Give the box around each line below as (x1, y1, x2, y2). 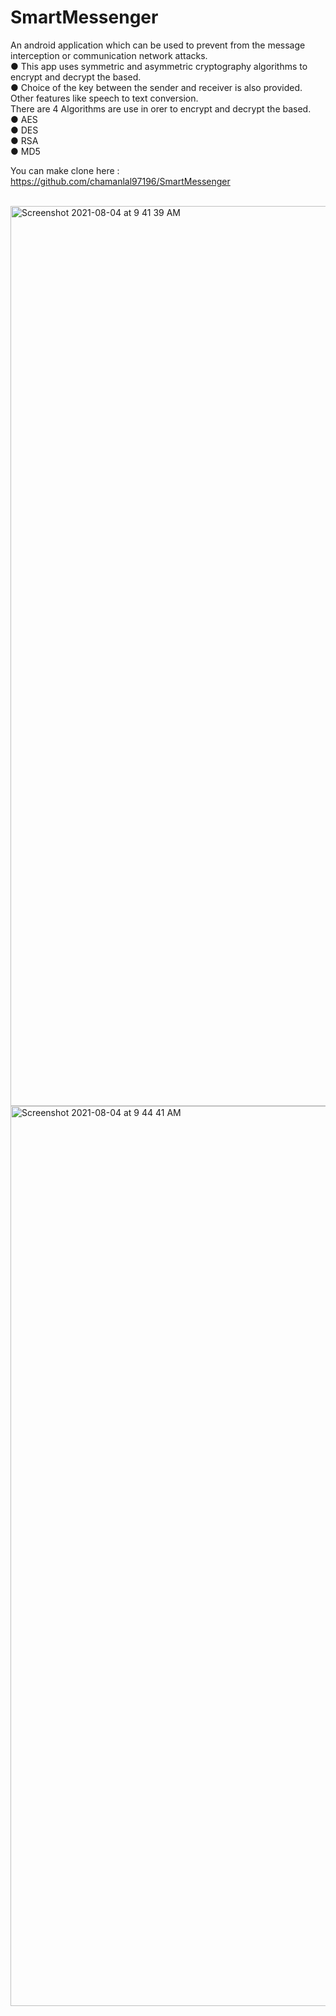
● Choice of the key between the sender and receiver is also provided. (10, 81, 303, 93)
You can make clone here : (10, 164, 120, 176)
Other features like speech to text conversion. (10, 92, 199, 104)
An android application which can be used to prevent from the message (10, 39, 306, 51)
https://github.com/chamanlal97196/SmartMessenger (10, 175, 231, 187)
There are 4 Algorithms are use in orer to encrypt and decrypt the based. (10, 102, 312, 115)
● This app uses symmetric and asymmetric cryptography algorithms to (10, 60, 308, 72)
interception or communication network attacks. (10, 49, 208, 61)
